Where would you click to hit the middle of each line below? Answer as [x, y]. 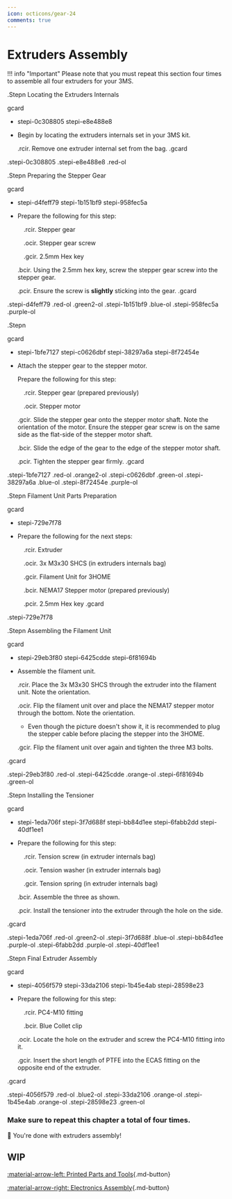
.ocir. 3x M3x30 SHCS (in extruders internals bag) [95, 563]
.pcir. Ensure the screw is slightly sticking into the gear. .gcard [107, 291]
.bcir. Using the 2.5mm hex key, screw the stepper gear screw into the [117, 270]
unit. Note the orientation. [54, 692]
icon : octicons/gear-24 [42, 14]
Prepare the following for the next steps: [75, 536]
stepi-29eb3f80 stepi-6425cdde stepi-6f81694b [86, 658]
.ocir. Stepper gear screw [59, 243]
